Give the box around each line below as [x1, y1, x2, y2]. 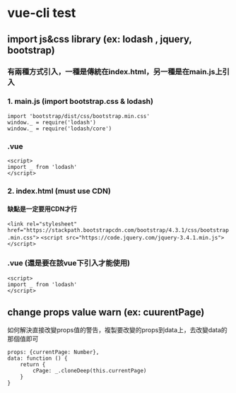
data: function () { [7, 355, 69, 362]
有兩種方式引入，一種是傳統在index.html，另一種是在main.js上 [7, 66, 223, 76]
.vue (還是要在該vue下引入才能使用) [7, 258, 131, 268]
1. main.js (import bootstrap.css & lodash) [7, 97, 154, 107]
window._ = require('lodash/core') [7, 125, 112, 132]
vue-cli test [7, 5, 76, 21]
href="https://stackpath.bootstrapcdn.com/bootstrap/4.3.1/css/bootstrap [7, 227, 230, 234]
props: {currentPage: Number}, [7, 348, 100, 356]
